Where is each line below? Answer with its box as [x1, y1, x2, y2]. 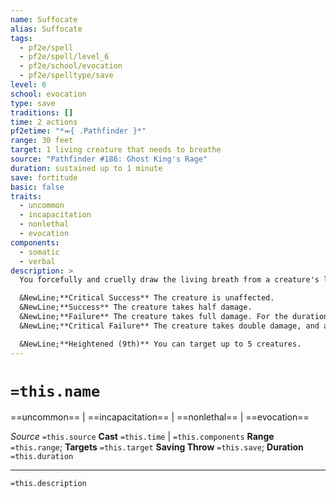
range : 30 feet [10, 136, 74, 146]
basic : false [10, 182, 65, 192]
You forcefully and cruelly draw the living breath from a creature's [19, 275, 320, 285]
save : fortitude [10, 172, 78, 183]
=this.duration [10, 452, 74, 462]
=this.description [10, 479, 87, 489]
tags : [10, 33, 33, 43]
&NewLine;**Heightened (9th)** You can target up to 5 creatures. [19, 339, 302, 349]
